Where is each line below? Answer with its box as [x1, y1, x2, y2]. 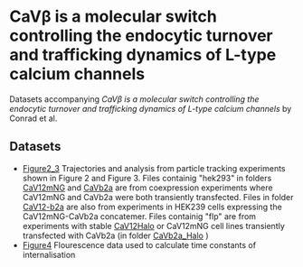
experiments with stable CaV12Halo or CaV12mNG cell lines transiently [22, 220, 285, 231]
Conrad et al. [9, 113, 58, 124]
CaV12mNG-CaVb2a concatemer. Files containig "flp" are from [22, 210, 256, 222]
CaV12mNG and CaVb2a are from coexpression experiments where [22, 182, 273, 193]
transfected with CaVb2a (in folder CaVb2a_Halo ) [22, 230, 209, 241]
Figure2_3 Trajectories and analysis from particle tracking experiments [22, 162, 286, 173]
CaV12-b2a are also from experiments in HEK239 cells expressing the [22, 201, 282, 212]
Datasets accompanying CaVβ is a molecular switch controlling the [9, 93, 260, 105]
